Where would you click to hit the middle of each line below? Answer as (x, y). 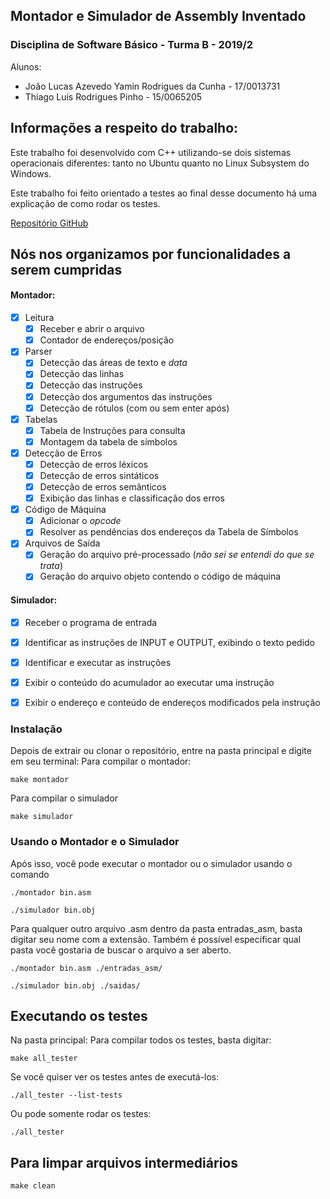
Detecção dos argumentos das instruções (126, 396)
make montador (40, 780)
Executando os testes (79, 1016)
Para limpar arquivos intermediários (124, 1162)
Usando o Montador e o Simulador (95, 842)
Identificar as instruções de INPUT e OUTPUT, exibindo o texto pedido (170, 642)
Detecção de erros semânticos (103, 487)
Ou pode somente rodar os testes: (81, 1114)
